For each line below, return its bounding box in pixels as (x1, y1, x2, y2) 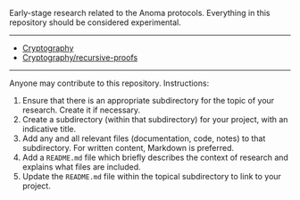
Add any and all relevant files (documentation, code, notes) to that (21, 133, 266, 144)
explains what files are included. (21, 162, 141, 172)
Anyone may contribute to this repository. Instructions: (9, 78, 210, 88)
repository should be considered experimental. (9, 17, 181, 28)
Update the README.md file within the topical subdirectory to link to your (21, 171, 281, 181)
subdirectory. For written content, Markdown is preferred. (21, 143, 235, 153)
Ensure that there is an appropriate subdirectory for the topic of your (21, 96, 275, 105)
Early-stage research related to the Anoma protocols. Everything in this (9, 8, 271, 18)
